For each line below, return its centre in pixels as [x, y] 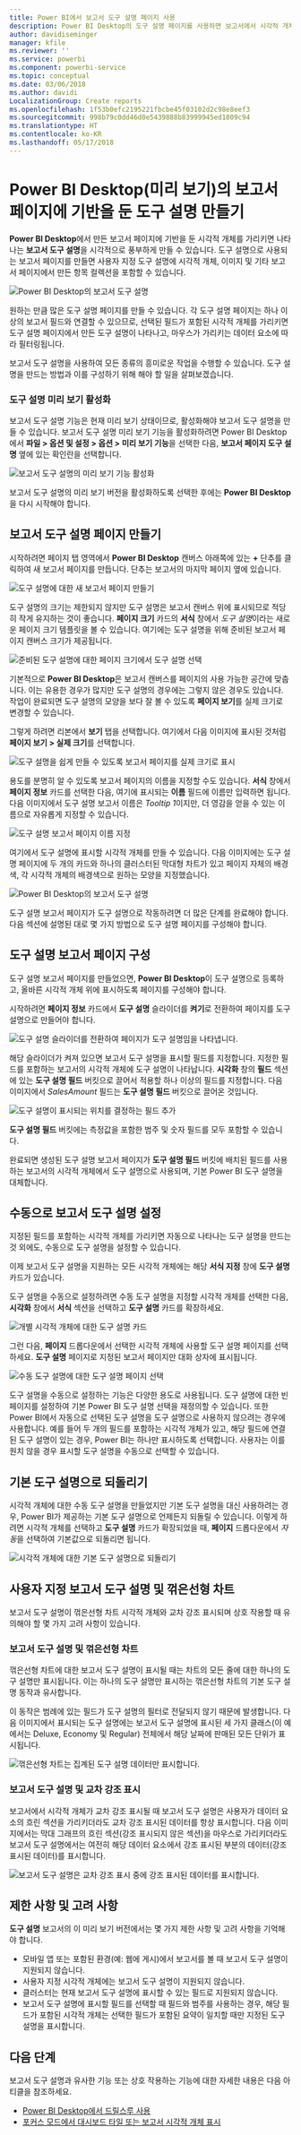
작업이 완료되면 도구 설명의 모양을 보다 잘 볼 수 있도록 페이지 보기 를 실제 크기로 [146, 701]
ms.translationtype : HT [54, 126]
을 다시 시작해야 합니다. [50, 504]
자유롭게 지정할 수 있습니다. [81, 814]
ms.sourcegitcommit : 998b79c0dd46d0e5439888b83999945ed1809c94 [130, 117]
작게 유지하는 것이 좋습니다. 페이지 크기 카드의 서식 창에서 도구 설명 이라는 [146, 618]
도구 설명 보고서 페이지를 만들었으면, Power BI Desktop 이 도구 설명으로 [135, 978]
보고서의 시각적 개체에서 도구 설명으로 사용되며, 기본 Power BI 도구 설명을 [155, 1171]
